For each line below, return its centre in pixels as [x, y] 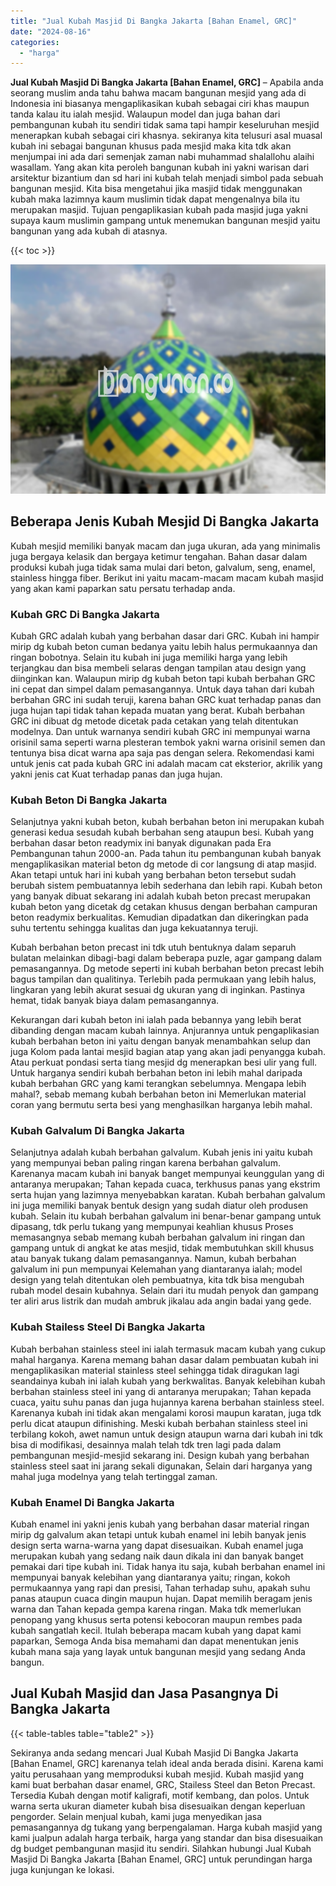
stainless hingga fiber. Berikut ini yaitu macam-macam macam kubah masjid [167, 577]
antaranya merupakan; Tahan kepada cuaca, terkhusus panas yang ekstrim [165, 1184]
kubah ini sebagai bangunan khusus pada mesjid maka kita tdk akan [151, 146]
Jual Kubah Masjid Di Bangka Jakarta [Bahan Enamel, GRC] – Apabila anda [167, 82]
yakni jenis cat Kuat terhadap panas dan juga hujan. [116, 774]
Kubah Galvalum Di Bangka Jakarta [97, 1131]
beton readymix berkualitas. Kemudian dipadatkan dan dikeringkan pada [159, 917]
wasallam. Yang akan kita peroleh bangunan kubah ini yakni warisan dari [160, 167]
